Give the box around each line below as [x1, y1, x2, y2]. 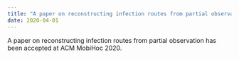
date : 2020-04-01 [7, 17, 59, 24]
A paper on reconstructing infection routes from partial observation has [7, 36, 217, 44]
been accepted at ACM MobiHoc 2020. [7, 44, 122, 52]
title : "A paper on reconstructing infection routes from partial [7, 10, 208, 18]
